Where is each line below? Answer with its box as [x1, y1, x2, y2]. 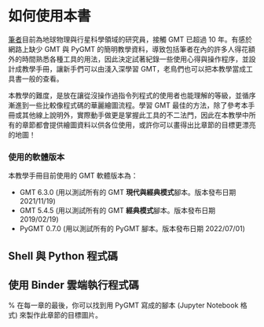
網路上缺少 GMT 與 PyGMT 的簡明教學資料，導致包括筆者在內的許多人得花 [8, 44, 249, 53]
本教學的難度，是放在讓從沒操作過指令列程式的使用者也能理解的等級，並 [8, 90, 242, 100]
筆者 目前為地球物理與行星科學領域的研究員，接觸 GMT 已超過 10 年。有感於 [8, 35, 253, 44]
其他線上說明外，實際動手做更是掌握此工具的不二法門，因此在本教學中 [21, 110, 249, 119]
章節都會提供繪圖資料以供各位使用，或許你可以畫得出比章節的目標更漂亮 [21, 119, 256, 130]
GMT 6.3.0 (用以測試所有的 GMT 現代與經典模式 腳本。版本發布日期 [19, 188, 236, 197]
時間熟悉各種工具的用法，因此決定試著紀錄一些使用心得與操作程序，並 [21, 54, 249, 64]
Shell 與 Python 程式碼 [8, 249, 119, 263]
